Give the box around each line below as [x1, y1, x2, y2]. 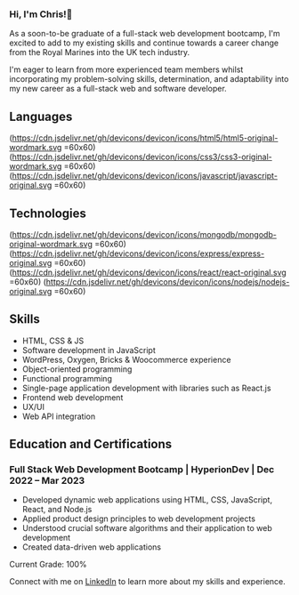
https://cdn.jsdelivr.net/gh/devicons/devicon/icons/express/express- [12, 248, 265, 259]
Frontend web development [21, 391, 124, 403]
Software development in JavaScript [21, 344, 156, 355]
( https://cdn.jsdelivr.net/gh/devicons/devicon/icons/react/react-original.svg [9, 267, 287, 277]
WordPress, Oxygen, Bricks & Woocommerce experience [21, 354, 231, 365]
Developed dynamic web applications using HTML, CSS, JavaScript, [21, 494, 273, 505]
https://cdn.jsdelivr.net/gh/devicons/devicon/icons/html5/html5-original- [12, 133, 279, 143]
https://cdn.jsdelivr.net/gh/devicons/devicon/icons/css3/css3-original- [12, 151, 273, 163]
